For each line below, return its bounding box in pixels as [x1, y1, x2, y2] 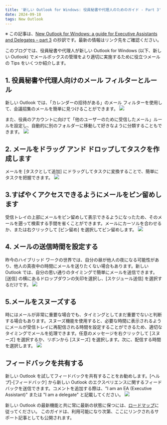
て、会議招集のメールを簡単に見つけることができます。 [5, 106, 118, 112]
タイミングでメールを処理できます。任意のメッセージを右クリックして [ [5, 330, 152, 336]
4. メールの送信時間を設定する [5, 243, 98, 251]
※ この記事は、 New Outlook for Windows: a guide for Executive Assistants [5, 31, 158, 37]
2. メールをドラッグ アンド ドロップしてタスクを [5, 145, 154, 153]
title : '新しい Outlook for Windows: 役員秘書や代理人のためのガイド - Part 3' [5, 7, 162, 12]
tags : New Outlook [5, 16, 43, 21]
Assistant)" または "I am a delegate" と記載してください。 [5, 392, 124, 398]
